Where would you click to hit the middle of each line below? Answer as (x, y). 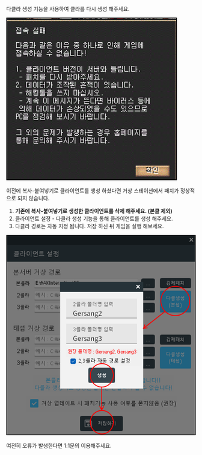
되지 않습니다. (33, 198)
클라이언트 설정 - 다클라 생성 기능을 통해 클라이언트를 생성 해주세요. (94, 218)
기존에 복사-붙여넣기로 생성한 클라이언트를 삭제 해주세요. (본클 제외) (93, 211)
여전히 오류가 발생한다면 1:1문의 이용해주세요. (59, 445)
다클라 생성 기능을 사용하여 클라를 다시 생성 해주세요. (68, 9)
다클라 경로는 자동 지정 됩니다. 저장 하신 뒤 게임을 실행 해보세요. (89, 226)
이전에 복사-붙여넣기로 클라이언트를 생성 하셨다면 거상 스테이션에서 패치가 (93, 191)
